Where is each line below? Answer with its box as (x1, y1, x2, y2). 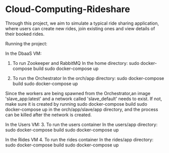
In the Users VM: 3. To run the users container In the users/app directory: (5, 121, 158, 127)
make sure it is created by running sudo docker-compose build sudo (5, 101, 147, 107)
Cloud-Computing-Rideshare (5, 4, 130, 15)
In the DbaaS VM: (5, 50, 42, 56)
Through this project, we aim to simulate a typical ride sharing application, (5, 20, 159, 26)
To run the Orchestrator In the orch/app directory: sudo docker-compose (12, 75, 164, 81)
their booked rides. (5, 31, 44, 37)
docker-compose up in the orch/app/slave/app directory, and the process (5, 106, 158, 112)
